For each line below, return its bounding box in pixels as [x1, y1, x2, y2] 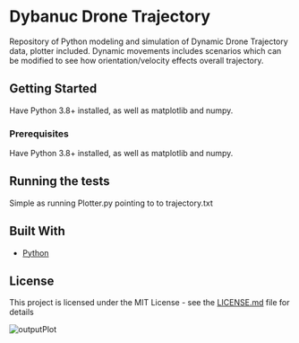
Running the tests [9, 173, 110, 189]
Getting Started [9, 81, 98, 96]
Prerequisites [9, 128, 69, 140]
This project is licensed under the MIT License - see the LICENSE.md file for [9, 297, 290, 308]
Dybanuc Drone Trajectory [9, 6, 211, 27]
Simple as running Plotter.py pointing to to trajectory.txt [9, 198, 213, 208]
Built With [9, 224, 65, 239]
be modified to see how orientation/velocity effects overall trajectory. [9, 55, 264, 66]
